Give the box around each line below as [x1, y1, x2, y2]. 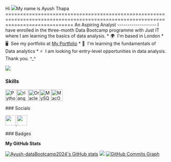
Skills [5, 77, 19, 85]
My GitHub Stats [5, 141, 41, 147]
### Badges [5, 130, 32, 137]
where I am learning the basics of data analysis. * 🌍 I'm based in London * [5, 33, 164, 39]
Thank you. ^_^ [5, 56, 36, 61]
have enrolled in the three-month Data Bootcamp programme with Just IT [5, 27, 160, 33]
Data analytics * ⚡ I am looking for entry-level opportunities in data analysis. [5, 48, 166, 54]
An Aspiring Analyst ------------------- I [74, 22, 159, 28]
